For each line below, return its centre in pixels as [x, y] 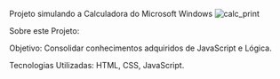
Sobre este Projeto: [44, 31]
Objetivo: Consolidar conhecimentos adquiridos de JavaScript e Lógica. [141, 48]
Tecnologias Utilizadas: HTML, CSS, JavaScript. [97, 65]
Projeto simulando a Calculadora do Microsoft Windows [111, 14]
